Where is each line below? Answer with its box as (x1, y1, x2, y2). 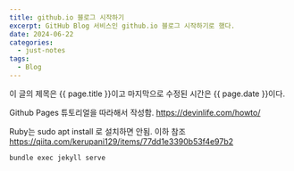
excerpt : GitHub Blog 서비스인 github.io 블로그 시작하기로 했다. (9, 21, 235, 30)
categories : (9, 37, 54, 47)
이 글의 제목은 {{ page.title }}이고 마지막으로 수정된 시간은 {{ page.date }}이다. (9, 88, 286, 99)
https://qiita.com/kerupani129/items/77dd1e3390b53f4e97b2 (9, 135, 234, 147)
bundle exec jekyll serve (9, 153, 105, 162)
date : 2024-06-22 (9, 29, 74, 38)
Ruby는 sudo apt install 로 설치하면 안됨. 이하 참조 (9, 126, 186, 136)
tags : (9, 54, 29, 63)
